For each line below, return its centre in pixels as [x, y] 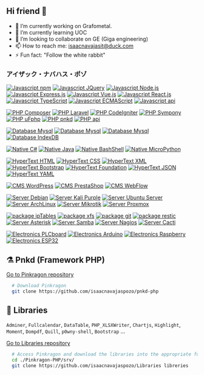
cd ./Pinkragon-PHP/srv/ [43, 360]
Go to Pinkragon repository [40, 274]
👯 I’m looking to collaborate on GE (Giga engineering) [82, 39]
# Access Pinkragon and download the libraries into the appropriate [101, 354]
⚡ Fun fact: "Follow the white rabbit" [60, 55]
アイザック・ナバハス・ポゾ [46, 74]
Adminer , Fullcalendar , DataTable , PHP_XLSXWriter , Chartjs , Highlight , [93, 325]
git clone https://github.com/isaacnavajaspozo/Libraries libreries [100, 366]
